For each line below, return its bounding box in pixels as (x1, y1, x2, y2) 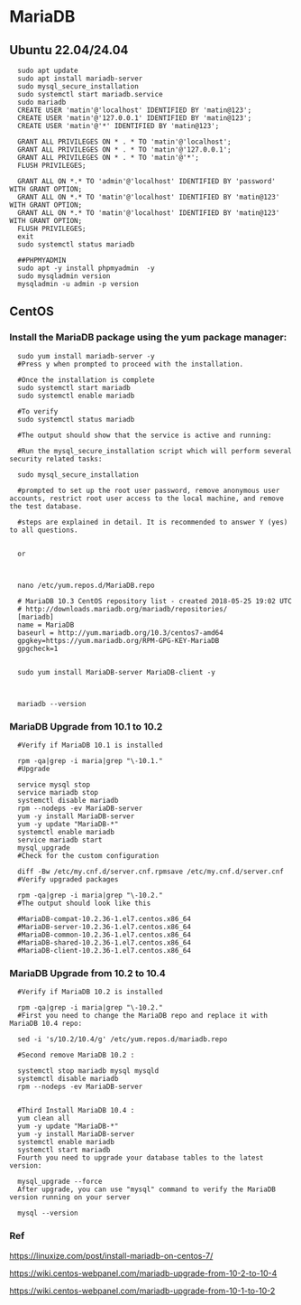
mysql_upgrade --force (17, 1177, 103, 1187)
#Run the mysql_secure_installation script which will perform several (17, 446, 293, 455)
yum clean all (17, 1114, 70, 1123)
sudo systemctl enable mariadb (17, 391, 135, 400)
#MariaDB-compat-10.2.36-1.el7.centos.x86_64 (17, 914, 192, 923)
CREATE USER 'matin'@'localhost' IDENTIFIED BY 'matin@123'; (17, 106, 252, 115)
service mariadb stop (17, 788, 99, 797)
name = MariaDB (17, 620, 75, 629)
